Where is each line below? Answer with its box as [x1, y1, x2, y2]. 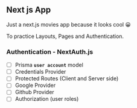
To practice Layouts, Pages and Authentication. [6, 33, 124, 40]
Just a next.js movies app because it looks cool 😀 [6, 21, 131, 28]
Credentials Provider [14, 68, 66, 75]
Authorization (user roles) [14, 95, 79, 103]
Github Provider [14, 89, 54, 96]
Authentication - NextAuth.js [6, 48, 94, 56]
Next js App [6, 5, 51, 15]
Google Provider [14, 81, 56, 89]
